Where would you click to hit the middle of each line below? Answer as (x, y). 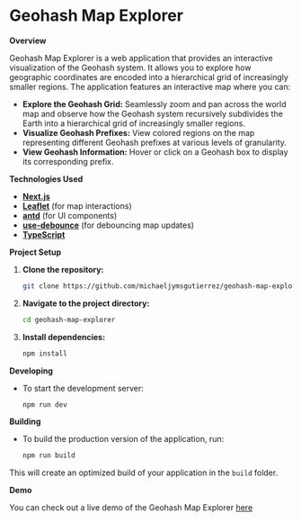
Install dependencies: (64, 337)
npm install (44, 353)
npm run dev (44, 405)
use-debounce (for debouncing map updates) (108, 225)
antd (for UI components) (70, 215)
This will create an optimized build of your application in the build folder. (144, 472)
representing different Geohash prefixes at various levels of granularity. (155, 142)
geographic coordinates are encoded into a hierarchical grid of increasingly (149, 76)
